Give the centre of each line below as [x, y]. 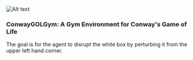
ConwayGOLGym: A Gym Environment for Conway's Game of [96, 24]
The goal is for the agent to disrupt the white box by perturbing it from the [97, 45]
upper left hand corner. [35, 51]
